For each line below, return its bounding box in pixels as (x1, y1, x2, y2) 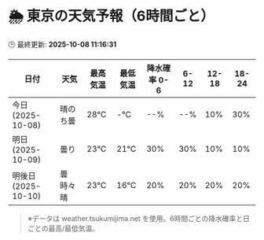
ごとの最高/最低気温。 (27, 223, 100, 233)
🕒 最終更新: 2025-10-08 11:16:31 (8, 39, 116, 49)
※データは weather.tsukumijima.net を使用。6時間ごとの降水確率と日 (27, 213, 250, 223)
